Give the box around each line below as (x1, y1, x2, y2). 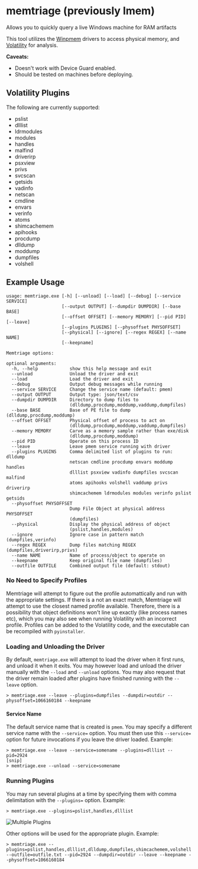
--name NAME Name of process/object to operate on (11, 552, 165, 558)
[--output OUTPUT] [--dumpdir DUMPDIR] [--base (61, 303, 181, 309)
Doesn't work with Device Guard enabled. (14, 64, 116, 72)
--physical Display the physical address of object (11, 521, 170, 527)
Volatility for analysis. (6, 41, 58, 49)
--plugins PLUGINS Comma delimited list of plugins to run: (11, 449, 173, 455)
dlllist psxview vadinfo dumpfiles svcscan (69, 469, 178, 475)
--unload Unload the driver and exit (11, 370, 139, 377)
